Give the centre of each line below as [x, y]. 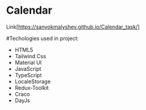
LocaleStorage [33, 81]
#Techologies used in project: [42, 38]
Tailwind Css [30, 56]
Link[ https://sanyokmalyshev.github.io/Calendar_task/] [73, 27]
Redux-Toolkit [32, 87]
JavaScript [28, 68]
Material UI [28, 62]
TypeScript [28, 75]
